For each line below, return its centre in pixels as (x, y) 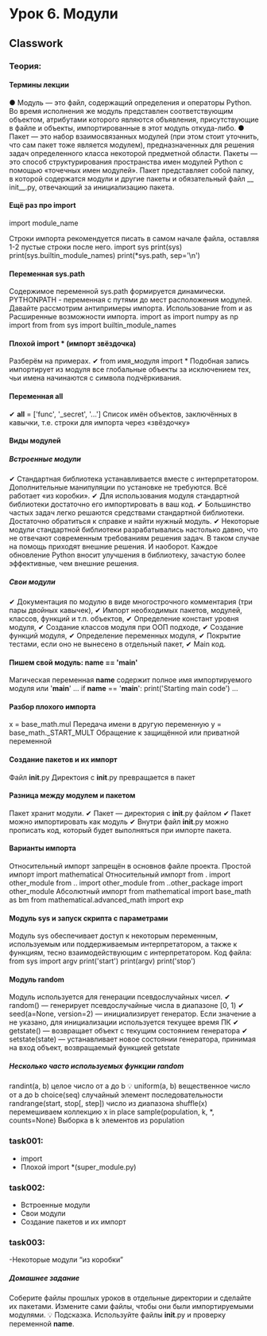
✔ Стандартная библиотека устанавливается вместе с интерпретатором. (134, 479)
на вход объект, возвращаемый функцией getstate (95, 1048)
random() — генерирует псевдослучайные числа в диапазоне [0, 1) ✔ (127, 1006)
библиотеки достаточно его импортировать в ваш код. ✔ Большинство (130, 504)
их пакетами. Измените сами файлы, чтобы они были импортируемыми (131, 1307)
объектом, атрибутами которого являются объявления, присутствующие (134, 119)
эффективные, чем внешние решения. (74, 564)
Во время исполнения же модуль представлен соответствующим (121, 111)
